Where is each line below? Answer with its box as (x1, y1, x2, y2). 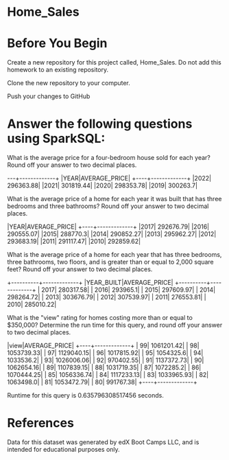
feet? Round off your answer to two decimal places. (7, 265, 153, 273)
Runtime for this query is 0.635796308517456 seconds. (7, 391, 165, 400)
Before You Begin (7, 36, 108, 51)
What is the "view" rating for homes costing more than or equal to (7, 314, 193, 322)
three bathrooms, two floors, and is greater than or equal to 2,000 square (7, 258, 214, 266)
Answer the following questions (7, 116, 193, 132)
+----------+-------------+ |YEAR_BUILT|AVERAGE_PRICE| (7, 279, 173, 287)
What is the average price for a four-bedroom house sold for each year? (7, 154, 210, 162)
